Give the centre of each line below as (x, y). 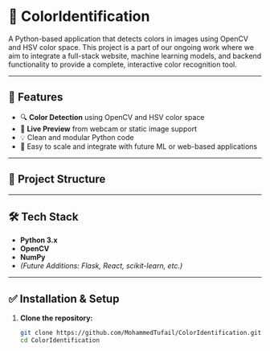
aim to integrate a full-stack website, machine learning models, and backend (135, 56)
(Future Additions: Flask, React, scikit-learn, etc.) (101, 266)
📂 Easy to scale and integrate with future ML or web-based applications (139, 146)
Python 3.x (39, 240)
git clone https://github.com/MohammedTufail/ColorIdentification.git (141, 333)
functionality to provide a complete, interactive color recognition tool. (123, 64)
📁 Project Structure (57, 179)
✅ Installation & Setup (64, 298)
